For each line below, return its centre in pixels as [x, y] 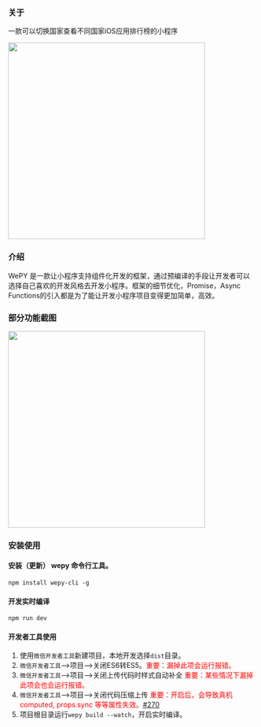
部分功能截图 [33, 318]
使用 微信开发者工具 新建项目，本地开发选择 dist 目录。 [102, 655]
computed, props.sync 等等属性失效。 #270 [89, 705]
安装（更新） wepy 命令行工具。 [60, 566]
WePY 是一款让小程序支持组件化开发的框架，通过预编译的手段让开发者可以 [129, 275]
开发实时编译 [29, 601]
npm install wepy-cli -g [49, 583]
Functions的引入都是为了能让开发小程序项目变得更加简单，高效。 [114, 295]
